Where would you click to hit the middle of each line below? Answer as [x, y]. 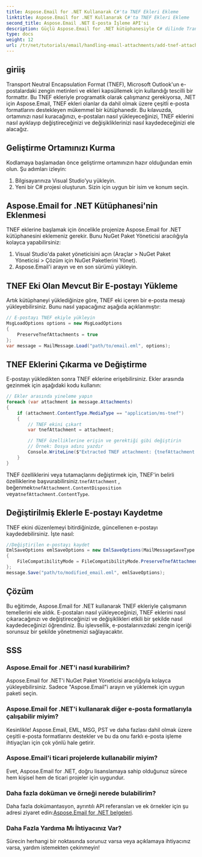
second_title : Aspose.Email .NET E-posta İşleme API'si [78, 23]
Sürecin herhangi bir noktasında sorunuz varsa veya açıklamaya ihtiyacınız [99, 841]
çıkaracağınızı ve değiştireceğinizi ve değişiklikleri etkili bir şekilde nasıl [94, 619]
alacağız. [17, 129]
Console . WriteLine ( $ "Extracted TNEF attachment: [90, 452]
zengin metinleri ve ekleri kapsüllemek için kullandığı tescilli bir [116, 90]
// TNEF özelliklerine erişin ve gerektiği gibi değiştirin [105, 441]
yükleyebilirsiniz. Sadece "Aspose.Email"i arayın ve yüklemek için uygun [96, 687]
